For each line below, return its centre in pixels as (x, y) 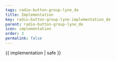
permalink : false (24, 39)
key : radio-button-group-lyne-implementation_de (58, 19)
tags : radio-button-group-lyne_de (42, 10)
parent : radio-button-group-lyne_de (44, 24)
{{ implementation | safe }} (33, 53)
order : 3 (15, 34)
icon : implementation (28, 29)
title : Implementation (29, 15)
